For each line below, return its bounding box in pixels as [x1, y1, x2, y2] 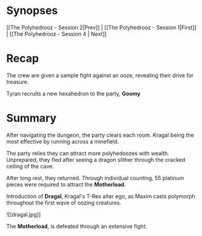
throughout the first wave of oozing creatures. [6, 199, 121, 206]
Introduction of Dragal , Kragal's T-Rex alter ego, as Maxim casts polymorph [6, 192, 195, 200]
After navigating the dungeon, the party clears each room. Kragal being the [6, 131, 194, 139]
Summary [6, 111, 56, 125]
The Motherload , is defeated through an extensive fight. [6, 223, 147, 230]
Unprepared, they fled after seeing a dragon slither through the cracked [6, 156, 186, 163]
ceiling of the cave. [6, 162, 55, 170]
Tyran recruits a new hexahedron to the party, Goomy [6, 89, 141, 97]
